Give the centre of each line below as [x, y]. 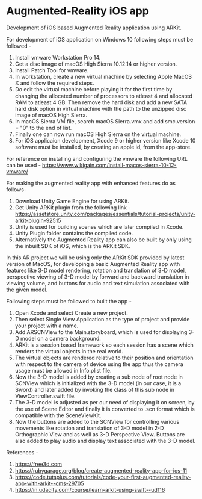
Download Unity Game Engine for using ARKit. [72, 201]
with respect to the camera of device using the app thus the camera [99, 364]
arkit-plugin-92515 [38, 220]
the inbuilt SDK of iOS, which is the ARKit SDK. [72, 246]
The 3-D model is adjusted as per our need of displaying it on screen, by [105, 402]
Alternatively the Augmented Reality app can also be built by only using [103, 240]
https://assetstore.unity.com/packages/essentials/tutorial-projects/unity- [105, 214]
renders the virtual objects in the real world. [69, 351]
